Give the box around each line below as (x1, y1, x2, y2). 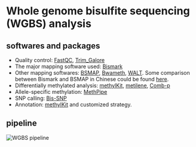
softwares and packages (6, 41, 100, 51)
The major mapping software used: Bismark (14, 63, 123, 70)
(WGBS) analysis (6, 17, 91, 30)
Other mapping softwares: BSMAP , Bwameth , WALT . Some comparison (14, 69, 190, 76)
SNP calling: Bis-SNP (14, 94, 68, 102)
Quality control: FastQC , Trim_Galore (14, 57, 105, 63)
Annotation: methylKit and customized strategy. (14, 101, 133, 108)
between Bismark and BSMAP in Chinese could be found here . (14, 76, 169, 82)
